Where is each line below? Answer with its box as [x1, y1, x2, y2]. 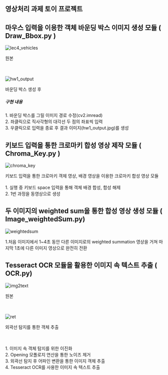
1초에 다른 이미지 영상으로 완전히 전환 [14, 245, 88, 251]
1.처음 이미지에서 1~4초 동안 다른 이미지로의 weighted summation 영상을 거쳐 [5, 238, 158, 244]
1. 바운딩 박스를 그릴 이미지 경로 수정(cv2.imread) [5, 112, 103, 118]
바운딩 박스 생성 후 [5, 86, 42, 92]
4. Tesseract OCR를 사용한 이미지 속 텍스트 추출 [5, 364, 100, 370]
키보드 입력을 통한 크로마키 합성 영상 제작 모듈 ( [5, 141, 142, 150]
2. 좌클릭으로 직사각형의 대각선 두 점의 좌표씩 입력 [5, 118, 103, 124]
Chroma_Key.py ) [5, 149, 61, 158]
